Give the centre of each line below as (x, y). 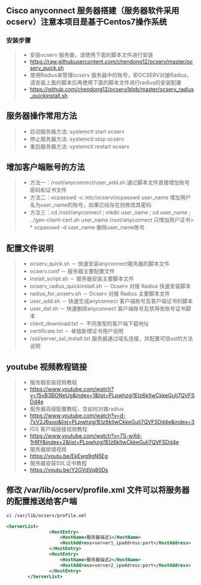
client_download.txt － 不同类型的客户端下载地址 (89, 324)
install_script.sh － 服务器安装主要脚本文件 (82, 279)
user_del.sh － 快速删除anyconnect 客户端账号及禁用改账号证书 (108, 309)
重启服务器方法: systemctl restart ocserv (80, 146)
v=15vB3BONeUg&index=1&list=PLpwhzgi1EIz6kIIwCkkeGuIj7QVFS (112, 395)
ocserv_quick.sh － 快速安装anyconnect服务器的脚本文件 (100, 264)
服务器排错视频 (48, 449)
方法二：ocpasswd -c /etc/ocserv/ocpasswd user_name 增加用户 (110, 198)
